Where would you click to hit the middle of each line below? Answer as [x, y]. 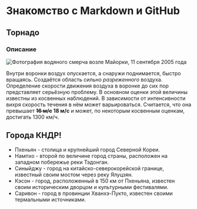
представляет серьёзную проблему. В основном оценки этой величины [97, 92]
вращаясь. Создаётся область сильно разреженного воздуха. [84, 79]
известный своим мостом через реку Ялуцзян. [74, 174]
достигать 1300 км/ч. [33, 117]
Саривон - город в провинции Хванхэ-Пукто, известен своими [94, 193]
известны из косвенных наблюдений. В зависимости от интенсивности [96, 98]
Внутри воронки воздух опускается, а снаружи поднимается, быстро [94, 73]
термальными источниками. [50, 199]
